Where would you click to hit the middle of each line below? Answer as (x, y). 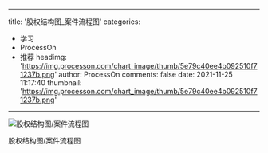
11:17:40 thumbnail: (51, 83)
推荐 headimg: (43, 57)
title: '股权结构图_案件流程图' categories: (75, 22)
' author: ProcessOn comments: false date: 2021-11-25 (144, 74)
